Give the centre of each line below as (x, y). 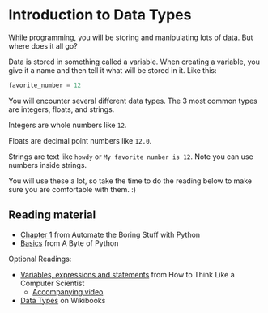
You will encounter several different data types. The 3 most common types (133, 101)
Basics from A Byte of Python (69, 243)
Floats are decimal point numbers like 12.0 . (80, 140)
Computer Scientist (52, 283)
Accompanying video (68, 292)
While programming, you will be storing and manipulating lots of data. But (131, 37)
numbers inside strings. (48, 165)
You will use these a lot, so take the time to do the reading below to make (130, 181)
